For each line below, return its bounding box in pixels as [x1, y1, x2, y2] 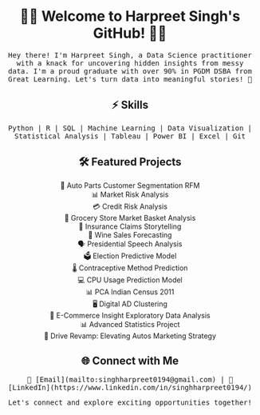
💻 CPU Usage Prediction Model [77, 275, 183, 285]
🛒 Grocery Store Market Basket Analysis [64, 213, 196, 222]
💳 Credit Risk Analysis [93, 202, 167, 211]
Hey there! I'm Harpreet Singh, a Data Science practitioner [7, 50, 253, 59]
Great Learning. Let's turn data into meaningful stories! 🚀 [7, 74, 253, 83]
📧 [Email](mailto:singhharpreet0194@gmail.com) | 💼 [26, 375, 234, 385]
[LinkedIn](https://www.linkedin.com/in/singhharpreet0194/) [7, 383, 253, 393]
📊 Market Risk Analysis [91, 190, 169, 199]
